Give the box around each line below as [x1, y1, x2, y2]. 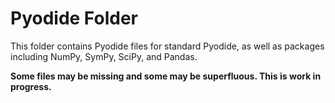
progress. [10, 80, 52, 92]
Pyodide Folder [10, 7, 138, 30]
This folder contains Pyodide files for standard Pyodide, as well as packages [10, 40, 325, 52]
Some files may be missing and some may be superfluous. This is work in [10, 70, 322, 82]
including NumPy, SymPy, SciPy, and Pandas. [10, 50, 198, 62]
